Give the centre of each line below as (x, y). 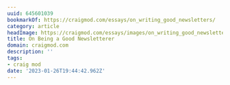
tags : (15, 58)
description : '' (30, 52)
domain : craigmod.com (38, 45)
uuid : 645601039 (30, 13)
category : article (33, 26)
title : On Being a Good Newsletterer (61, 39)
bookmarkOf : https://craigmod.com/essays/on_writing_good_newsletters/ (111, 20)
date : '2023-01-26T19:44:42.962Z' (56, 71)
